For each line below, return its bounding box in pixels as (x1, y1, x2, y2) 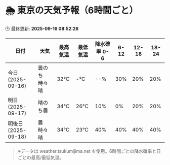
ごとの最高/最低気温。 (17, 154, 64, 160)
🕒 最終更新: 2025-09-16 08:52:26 (5, 25, 79, 31)
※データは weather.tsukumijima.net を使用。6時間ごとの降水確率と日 (17, 148, 161, 154)
